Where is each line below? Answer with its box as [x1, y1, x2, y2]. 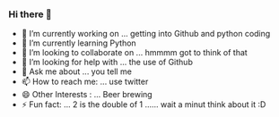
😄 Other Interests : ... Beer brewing [21, 89, 153, 100]
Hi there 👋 [8, 8, 53, 21]
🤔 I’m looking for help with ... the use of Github [21, 57, 194, 68]
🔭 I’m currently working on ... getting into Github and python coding [21, 29, 271, 39]
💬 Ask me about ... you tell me [21, 66, 132, 77]
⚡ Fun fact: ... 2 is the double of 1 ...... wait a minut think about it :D [21, 99, 266, 110]
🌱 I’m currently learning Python [21, 38, 136, 48]
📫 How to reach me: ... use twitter [21, 76, 149, 88]
